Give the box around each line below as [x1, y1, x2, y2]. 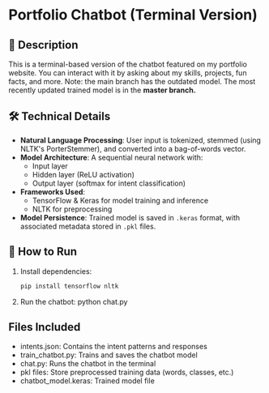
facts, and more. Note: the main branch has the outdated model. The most [8, 77, 256, 86]
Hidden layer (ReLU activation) [32, 169, 135, 179]
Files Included [8, 320, 81, 334]
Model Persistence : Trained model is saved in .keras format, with [19, 212, 241, 222]
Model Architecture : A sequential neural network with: [19, 152, 203, 162]
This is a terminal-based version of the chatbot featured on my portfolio [8, 59, 247, 69]
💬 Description [8, 38, 79, 52]
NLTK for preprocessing [32, 204, 113, 214]
